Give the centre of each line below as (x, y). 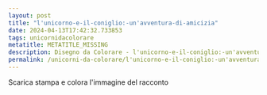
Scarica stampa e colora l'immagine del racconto (89, 82)
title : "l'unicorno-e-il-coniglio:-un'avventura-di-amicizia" (113, 23)
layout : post (30, 15)
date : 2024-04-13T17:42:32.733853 (66, 30)
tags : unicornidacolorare (51, 38)
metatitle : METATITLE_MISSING (58, 45)
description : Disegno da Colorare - (69, 52)
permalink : (26, 60)
